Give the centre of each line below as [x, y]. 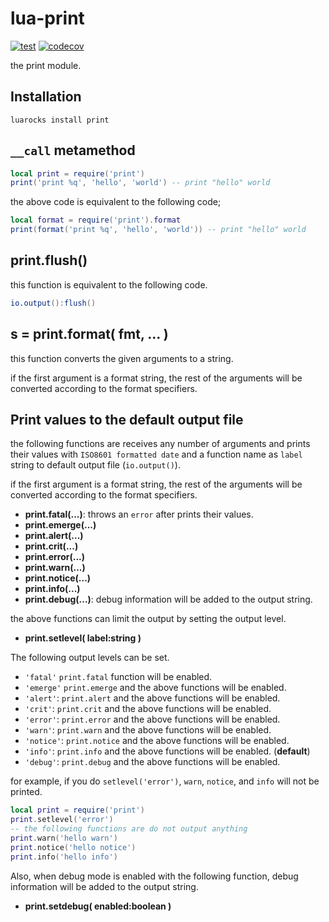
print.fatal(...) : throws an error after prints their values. [139, 514]
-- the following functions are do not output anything [129, 829]
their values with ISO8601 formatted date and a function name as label [156, 454]
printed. [26, 792]
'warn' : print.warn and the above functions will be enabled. [148, 730]
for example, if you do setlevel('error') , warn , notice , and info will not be [165, 781]
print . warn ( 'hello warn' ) [64, 838]
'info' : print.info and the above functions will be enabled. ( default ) [167, 751]
